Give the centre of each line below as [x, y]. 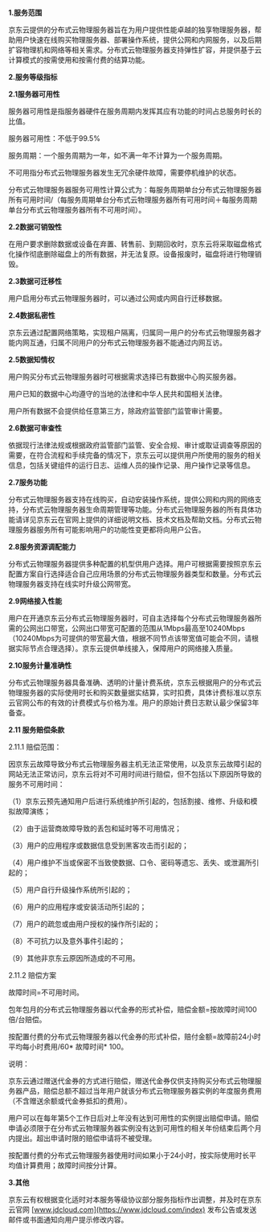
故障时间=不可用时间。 [46, 992]
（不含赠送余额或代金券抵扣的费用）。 [70, 1101]
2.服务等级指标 [33, 77]
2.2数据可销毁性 [35, 227]
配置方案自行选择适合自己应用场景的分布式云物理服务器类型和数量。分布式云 [135, 574]
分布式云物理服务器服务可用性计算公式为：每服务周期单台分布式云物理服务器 [135, 190]
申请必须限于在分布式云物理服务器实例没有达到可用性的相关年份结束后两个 [131, 1128]
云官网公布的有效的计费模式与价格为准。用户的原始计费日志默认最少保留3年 [134, 703]
